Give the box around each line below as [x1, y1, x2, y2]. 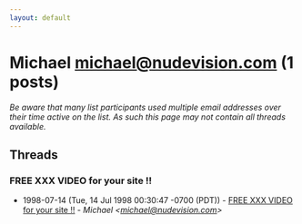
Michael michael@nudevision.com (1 [9, 52, 294, 73]
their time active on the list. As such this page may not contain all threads [9, 111, 287, 122]
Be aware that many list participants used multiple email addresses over [9, 102, 282, 112]
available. [9, 121, 47, 131]
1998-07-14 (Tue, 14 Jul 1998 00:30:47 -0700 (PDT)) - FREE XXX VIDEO [22, 195, 294, 206]
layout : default [9, 13, 71, 23]
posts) [9, 72, 59, 92]
